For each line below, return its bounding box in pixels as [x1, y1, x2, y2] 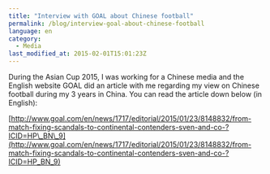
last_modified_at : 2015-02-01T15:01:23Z [8, 50, 148, 58]
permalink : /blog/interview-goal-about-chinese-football [8, 20, 205, 28]
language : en [8, 27, 53, 35]
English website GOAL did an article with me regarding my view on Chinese [8, 80, 259, 90]
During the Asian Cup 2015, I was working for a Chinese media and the [8, 72, 245, 81]
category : [8, 34, 42, 43]
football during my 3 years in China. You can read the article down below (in [8, 89, 262, 98]
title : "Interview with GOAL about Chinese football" [8, 11, 195, 20]
